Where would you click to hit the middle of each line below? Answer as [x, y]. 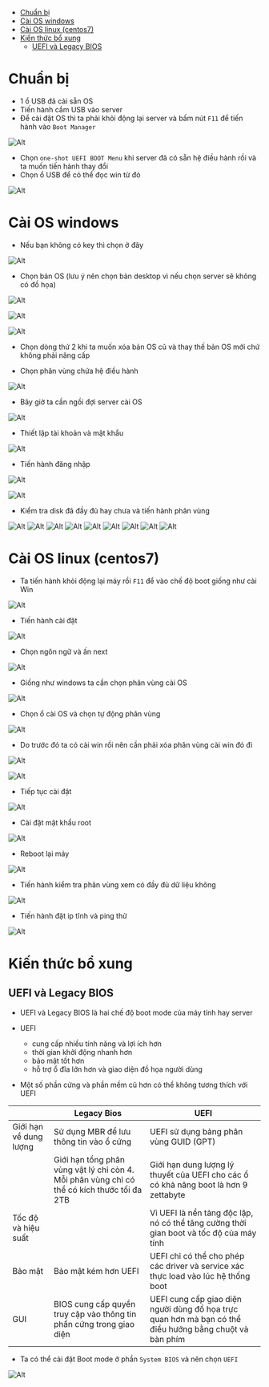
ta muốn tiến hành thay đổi [64, 166]
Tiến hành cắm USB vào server [71, 109]
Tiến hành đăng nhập [55, 464]
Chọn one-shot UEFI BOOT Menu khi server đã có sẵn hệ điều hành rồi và [138, 157]
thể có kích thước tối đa [98, 1190]
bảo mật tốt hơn [58, 1061]
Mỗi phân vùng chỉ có [94, 1179]
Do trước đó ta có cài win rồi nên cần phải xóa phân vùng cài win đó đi [136, 744]
